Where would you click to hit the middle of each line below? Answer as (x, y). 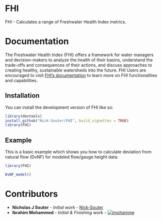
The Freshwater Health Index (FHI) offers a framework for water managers (79, 55)
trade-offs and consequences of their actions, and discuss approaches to (79, 65)
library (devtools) (24, 116)
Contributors (32, 194)
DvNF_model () (18, 175)
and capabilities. (21, 80)
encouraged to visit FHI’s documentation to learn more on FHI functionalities (81, 75)
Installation (22, 95)
